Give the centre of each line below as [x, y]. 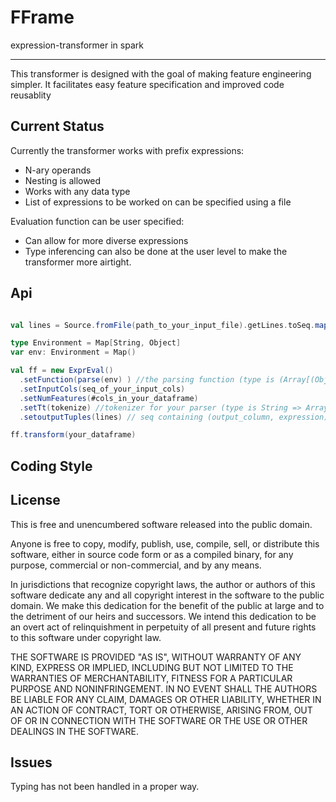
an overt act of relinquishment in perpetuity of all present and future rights [163, 627]
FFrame [42, 17]
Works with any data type [77, 191]
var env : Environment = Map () [73, 352]
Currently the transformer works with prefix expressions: [127, 150]
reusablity [31, 95]
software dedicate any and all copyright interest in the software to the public [167, 595]
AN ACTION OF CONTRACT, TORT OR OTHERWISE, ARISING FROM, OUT [161, 710]
